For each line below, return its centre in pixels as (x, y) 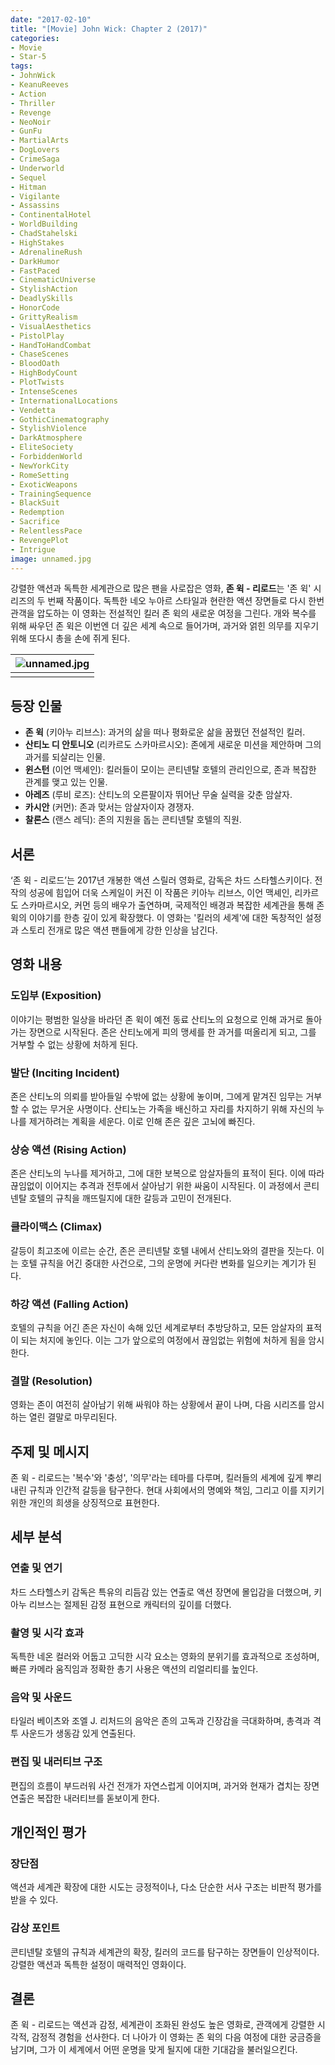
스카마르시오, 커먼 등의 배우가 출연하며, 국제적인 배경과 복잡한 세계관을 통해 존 (172, 905)
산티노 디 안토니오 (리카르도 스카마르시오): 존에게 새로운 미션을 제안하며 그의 (173, 745)
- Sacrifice (35, 522)
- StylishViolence (48, 429)
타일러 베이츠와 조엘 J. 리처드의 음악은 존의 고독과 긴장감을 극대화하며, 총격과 (160, 1721)
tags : (21, 66)
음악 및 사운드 (41, 1697)
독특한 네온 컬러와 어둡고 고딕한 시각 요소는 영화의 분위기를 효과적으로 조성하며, (165, 1656)
